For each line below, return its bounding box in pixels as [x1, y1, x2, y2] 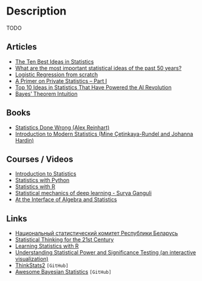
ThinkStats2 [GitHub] [15, 262, 69, 269]
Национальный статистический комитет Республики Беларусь [15, 230, 178, 237]
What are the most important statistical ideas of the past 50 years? [15, 64, 182, 71]
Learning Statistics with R [15, 242, 79, 250]
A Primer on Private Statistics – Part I [15, 77, 107, 84]
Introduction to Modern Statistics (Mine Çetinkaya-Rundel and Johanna [15, 130, 194, 137]
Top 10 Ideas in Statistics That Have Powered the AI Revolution [15, 84, 172, 91]
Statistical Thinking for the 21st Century [15, 236, 114, 243]
